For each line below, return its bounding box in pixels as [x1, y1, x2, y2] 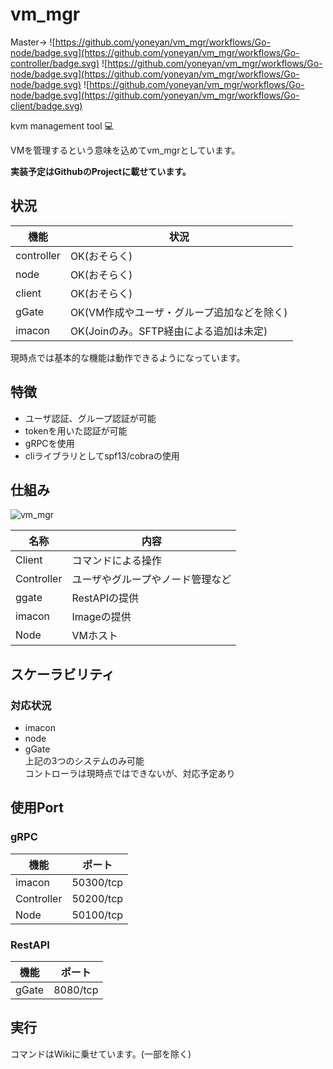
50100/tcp [71, 908, 124, 922]
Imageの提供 [71, 610, 132, 624]
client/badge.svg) [10, 99, 83, 112]
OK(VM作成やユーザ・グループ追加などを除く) [69, 305, 288, 319]
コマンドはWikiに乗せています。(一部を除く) [10, 1048, 192, 1060]
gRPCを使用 [24, 437, 75, 449]
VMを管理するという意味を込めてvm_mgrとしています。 [10, 144, 241, 156]
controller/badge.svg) [10, 57, 100, 69]
